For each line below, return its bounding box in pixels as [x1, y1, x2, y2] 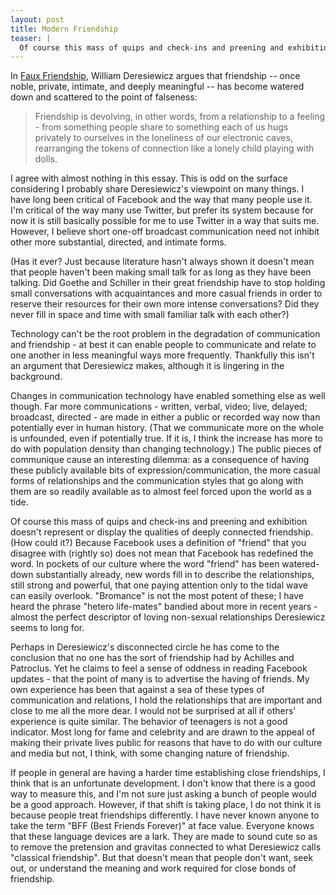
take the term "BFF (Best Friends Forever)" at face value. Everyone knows [10, 820, 315, 832]
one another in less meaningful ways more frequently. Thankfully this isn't [10, 349, 315, 361]
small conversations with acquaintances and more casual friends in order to [10, 287, 323, 300]
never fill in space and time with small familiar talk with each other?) [10, 309, 290, 321]
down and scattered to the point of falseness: [10, 91, 198, 103]
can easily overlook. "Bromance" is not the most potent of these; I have [10, 590, 304, 602]
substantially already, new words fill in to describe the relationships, [35, 569, 315, 581]
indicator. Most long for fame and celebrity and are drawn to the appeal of [10, 726, 316, 738]
